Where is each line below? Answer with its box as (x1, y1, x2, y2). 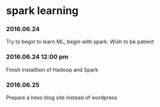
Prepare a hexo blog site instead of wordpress (6, 94, 118, 101)
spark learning (6, 4, 79, 18)
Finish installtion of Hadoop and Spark (6, 66, 98, 73)
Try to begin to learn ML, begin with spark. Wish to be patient (6, 38, 154, 45)
